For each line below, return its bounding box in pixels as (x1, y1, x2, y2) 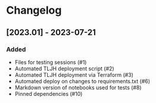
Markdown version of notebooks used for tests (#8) (14, 84, 142, 91)
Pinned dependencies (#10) (14, 90, 83, 97)
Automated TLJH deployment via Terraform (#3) (14, 71, 134, 78)
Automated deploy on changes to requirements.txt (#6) (14, 77, 151, 85)
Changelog (6, 4, 62, 17)
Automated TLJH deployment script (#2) (14, 65, 114, 72)
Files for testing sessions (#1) (14, 58, 87, 65)
